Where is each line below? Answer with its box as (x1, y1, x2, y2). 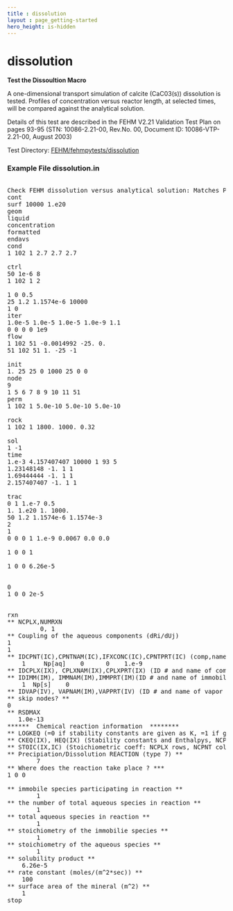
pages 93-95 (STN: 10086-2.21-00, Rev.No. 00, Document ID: (7, 125, 184, 134)
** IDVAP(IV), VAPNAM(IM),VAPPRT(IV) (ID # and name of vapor (7, 687, 223, 695)
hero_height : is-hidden (7, 23, 76, 30)
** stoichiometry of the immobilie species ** (7, 826, 169, 834)
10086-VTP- (184, 125, 220, 134)
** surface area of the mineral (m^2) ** (7, 882, 150, 890)
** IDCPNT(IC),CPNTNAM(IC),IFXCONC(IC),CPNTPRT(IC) (7, 652, 187, 660)
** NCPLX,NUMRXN (7, 617, 62, 626)
